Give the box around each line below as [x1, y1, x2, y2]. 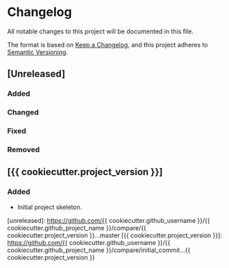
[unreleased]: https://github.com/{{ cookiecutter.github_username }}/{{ [7, 216, 210, 224]
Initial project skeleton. [17, 203, 83, 211]
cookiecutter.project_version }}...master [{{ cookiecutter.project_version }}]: [7, 231, 222, 240]
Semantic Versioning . [7, 48, 68, 56]
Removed [7, 145, 40, 155]
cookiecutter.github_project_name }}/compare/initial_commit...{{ [7, 246, 191, 254]
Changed [7, 108, 40, 117]
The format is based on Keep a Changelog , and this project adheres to [7, 40, 208, 49]
